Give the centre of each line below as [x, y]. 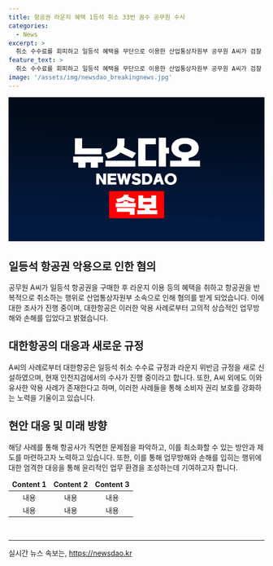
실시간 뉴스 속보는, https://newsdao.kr [70, 553]
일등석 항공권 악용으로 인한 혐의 [82, 266]
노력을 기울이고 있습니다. [56, 397]
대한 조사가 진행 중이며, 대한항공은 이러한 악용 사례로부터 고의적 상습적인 [123, 308]
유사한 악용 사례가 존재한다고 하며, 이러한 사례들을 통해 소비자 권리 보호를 [124, 388]
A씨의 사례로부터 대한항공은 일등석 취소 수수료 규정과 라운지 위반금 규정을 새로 [132, 367]
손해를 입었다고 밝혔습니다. [66, 318]
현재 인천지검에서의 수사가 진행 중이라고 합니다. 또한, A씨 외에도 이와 [154, 377]
